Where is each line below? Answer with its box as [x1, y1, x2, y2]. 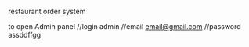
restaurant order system [8, 7, 86, 16]
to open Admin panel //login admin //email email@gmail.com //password [8, 22, 241, 31]
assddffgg [8, 31, 41, 39]
